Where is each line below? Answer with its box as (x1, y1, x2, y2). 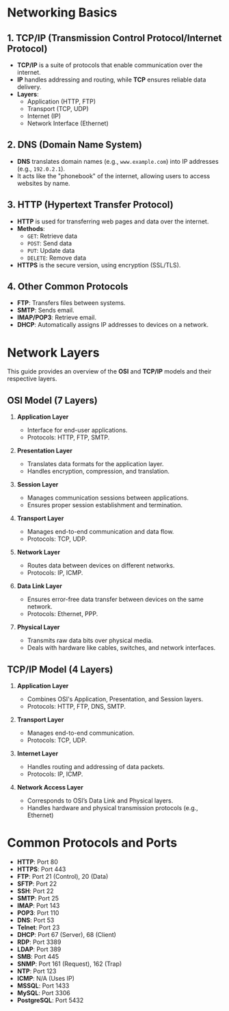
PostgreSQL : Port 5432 (16, 996, 84, 1004)
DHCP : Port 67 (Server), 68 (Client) (16, 930, 116, 938)
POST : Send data (27, 239, 72, 247)
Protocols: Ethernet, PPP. (27, 610, 98, 618)
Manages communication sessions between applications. (27, 494, 189, 502)
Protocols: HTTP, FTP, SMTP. (27, 433, 110, 441)
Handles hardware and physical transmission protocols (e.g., (27, 804, 198, 812)
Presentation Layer (16, 447, 73, 455)
